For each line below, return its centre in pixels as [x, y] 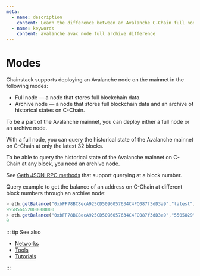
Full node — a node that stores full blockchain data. [78, 98]
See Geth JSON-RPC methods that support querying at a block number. [94, 175]
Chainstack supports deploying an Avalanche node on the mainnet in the [95, 80]
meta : [13, 12]
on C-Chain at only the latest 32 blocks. [55, 146]
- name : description [37, 17]
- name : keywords [33, 28]
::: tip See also [24, 232]
